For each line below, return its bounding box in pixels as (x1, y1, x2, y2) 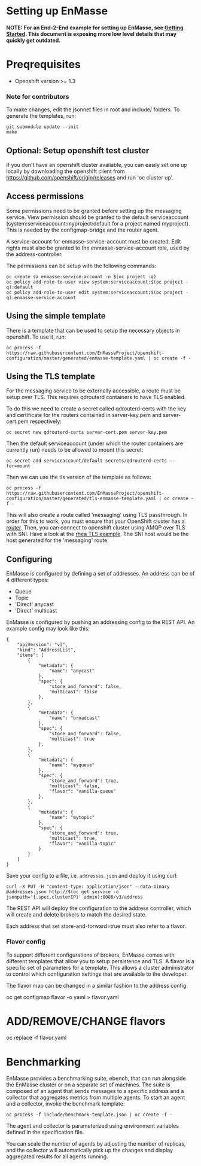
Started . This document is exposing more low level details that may (6, 30, 176, 37)
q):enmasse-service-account (6, 294, 77, 300)
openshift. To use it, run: (6, 333, 66, 340)
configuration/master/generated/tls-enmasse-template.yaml (6, 495, 157, 502)
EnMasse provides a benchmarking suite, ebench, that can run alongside (6, 1075, 186, 1082)
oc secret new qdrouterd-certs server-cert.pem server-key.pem (6, 430, 167, 436)
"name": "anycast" (48, 668, 95, 674)
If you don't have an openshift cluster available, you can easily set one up (6, 161, 187, 168)
